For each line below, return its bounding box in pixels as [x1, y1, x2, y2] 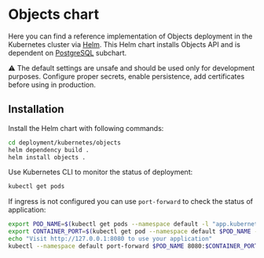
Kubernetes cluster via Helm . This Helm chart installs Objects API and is [8, 39, 241, 49]
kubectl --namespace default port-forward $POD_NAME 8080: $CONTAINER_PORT [8, 242, 258, 250]
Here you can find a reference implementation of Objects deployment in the [8, 31, 253, 41]
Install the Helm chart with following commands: [8, 123, 164, 133]
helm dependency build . [8, 146, 90, 154]
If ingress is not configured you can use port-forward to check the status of [8, 197, 254, 206]
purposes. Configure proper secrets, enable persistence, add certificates [8, 71, 245, 81]
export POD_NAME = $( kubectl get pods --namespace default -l [8, 220, 210, 228]
